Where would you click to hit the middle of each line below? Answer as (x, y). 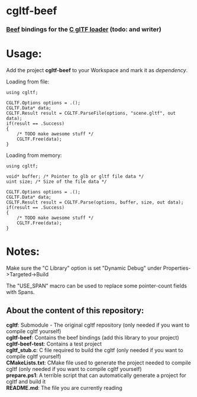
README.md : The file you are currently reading (64, 388)
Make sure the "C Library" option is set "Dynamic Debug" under (84, 268)
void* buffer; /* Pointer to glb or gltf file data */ (75, 177)
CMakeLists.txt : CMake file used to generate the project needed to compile (98, 363)
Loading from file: (28, 82)
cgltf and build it (26, 381)
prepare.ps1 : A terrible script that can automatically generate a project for (96, 375)
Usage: (24, 54)
